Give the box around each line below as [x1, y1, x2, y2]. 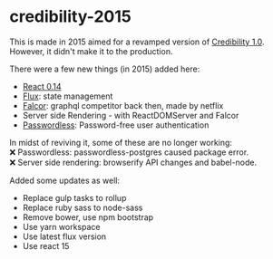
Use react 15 [22, 240, 70, 251]
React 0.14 [22, 81, 62, 91]
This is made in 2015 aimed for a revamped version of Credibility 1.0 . [9, 36, 265, 47]
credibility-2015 [9, 6, 132, 27]
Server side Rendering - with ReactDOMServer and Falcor [22, 110, 239, 120]
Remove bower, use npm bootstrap [22, 211, 154, 223]
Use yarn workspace [22, 221, 101, 232]
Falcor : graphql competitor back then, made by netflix [22, 100, 224, 110]
